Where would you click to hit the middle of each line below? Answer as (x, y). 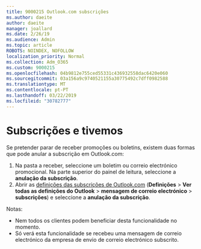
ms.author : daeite (29, 17)
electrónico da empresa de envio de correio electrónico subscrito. (97, 239)
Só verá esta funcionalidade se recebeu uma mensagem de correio (98, 233)
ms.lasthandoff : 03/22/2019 (42, 95)
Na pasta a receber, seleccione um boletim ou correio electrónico (96, 165)
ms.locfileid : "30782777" (39, 101)
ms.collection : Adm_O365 (37, 62)
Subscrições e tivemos (65, 130)
